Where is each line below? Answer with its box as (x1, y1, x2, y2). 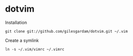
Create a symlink (5, 37, 39, 43)
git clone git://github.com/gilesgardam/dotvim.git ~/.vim (5, 29, 128, 34)
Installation (5, 19, 27, 25)
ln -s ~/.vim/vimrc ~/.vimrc (5, 47, 65, 52)
